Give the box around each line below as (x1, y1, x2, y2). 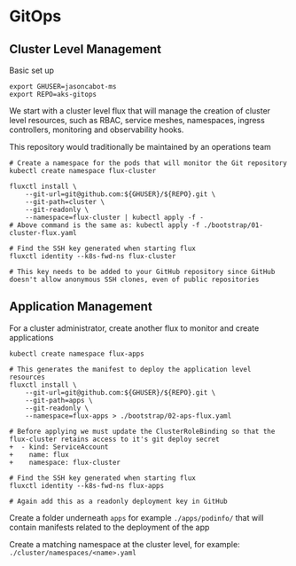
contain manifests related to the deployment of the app (9, 522, 210, 532)
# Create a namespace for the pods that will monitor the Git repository (9, 159, 288, 168)
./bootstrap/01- (203, 221, 264, 230)
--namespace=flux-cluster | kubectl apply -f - (25, 213, 204, 222)
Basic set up (9, 65, 55, 75)
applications (9, 332, 54, 342)
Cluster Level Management (9, 42, 162, 57)
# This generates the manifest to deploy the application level (9, 365, 252, 373)
